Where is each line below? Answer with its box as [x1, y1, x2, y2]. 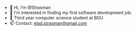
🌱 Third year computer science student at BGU [9, 15, 103, 20]
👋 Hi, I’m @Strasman [9, 5, 51, 10]
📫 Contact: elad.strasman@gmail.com [9, 20, 87, 26]
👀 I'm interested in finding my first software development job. [9, 10, 132, 15]
